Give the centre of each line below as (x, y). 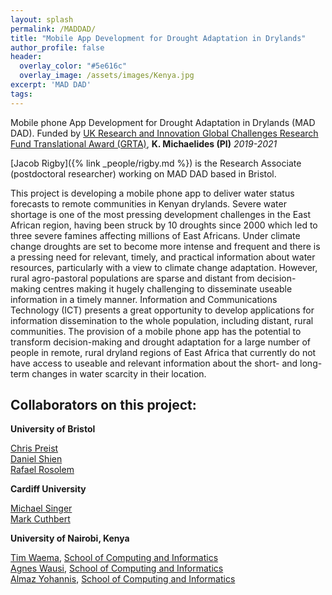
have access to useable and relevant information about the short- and (154, 363)
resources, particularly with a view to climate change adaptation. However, (164, 267)
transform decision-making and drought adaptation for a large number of (160, 342)
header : (26, 57)
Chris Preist (34, 448)
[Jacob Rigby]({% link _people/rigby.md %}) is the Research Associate (156, 163)
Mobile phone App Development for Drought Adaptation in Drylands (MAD (163, 122)
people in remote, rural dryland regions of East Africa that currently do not (163, 352)
